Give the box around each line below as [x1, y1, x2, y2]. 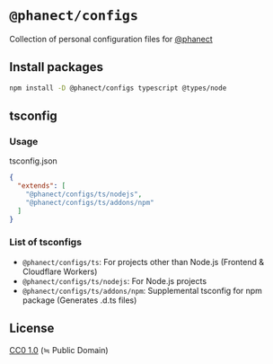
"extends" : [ [17, 182, 66, 191]
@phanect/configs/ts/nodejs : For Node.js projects [22, 275, 207, 286]
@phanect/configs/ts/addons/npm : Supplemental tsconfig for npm [22, 285, 263, 296]
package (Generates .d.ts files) [22, 295, 137, 306]
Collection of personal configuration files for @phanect [9, 33, 213, 44]
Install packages [9, 59, 103, 75]
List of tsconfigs [9, 236, 83, 249]
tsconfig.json [9, 155, 58, 166]
